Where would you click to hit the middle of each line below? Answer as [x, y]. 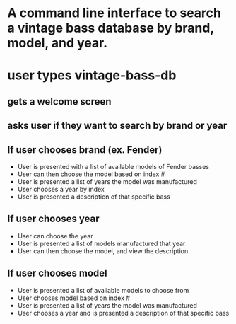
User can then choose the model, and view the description [103, 251]
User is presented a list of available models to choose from [103, 290]
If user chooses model [57, 273]
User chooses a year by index [61, 189]
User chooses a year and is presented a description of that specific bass [123, 313]
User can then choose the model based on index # [91, 174]
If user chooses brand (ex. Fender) [85, 150]
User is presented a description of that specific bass [94, 197]
